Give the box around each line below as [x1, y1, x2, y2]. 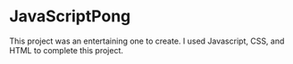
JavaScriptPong [9, 6, 131, 27]
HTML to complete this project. [9, 44, 123, 55]
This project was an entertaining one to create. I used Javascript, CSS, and [9, 36, 285, 46]
